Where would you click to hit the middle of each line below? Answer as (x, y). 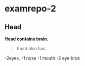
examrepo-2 (30, 9)
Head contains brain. (27, 39)
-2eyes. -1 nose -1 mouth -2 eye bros (42, 58)
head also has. (32, 48)
